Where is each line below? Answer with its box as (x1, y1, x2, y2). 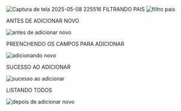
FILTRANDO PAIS (102, 6, 145, 13)
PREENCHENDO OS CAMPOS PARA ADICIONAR (6, 41, 124, 47)
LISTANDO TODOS (6, 87, 53, 94)
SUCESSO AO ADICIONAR (6, 63, 70, 70)
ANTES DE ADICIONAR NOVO (6, 17, 79, 24)
